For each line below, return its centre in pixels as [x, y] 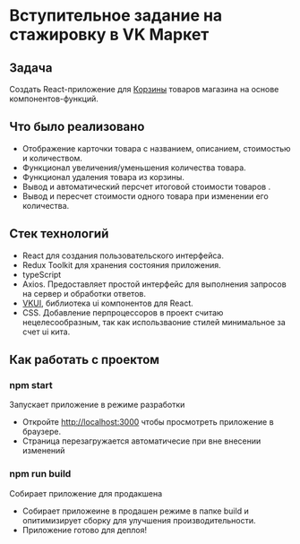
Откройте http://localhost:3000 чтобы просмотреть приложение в [148, 422]
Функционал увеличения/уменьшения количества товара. [134, 168]
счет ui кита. [46, 332]
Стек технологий [59, 234]
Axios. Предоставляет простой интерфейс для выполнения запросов [154, 284]
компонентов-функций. [54, 99]
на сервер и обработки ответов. [84, 293]
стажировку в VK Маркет [109, 35]
